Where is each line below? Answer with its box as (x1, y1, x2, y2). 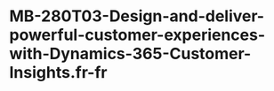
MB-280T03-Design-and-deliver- (9, 6, 265, 27)
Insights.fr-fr (9, 63, 108, 83)
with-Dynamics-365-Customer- (9, 44, 252, 64)
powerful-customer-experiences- (9, 25, 266, 45)
